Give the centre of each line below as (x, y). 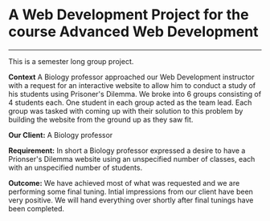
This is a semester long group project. (71, 61)
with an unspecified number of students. (76, 167)
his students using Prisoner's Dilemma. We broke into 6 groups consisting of (135, 94)
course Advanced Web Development (133, 32)
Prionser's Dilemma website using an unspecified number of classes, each (132, 159)
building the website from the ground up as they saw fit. (101, 119)
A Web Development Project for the (129, 15)
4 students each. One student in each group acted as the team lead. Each (130, 102)
